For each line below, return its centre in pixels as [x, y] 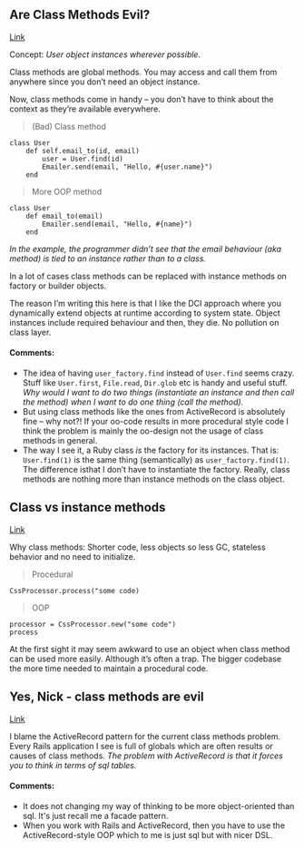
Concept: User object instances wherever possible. [105, 54]
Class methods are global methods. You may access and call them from [143, 72]
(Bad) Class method [69, 126]
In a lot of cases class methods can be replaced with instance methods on [148, 276]
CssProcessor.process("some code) [75, 590]
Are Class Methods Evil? [80, 15]
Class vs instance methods [88, 507]
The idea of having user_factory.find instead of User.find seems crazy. [158, 373]
